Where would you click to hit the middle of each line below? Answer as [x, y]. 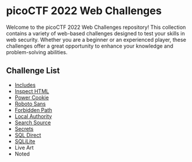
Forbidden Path [33, 110]
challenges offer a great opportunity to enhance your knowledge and [90, 46]
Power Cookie [32, 97]
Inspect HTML [32, 91]
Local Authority [33, 116]
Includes [25, 85]
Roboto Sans [30, 104]
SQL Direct [28, 135]
